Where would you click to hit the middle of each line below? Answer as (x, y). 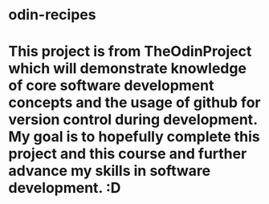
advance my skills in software (110, 171)
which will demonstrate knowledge (128, 69)
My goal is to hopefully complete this (134, 137)
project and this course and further (128, 154)
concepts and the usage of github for (134, 103)
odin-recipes (52, 15)
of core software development (111, 86)
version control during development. (133, 120)
